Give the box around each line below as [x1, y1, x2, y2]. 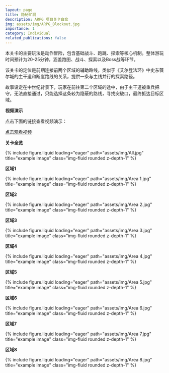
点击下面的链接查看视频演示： [5, 118, 67, 124]
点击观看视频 [5, 129, 32, 135]
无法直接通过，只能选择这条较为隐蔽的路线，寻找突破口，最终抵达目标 [14, 90, 159, 96]
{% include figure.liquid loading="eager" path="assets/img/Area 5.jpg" [5, 279, 152, 285]
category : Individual [5, 31, 51, 36]
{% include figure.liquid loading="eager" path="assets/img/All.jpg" [5, 149, 144, 155]
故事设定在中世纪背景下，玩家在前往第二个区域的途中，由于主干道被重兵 [5, 84, 155, 90]
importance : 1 [5, 26, 35, 31]
